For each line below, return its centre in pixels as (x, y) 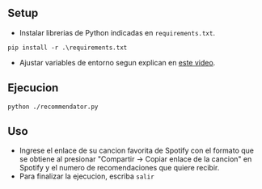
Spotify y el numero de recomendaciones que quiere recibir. (119, 168)
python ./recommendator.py (53, 107)
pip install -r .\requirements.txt (68, 48)
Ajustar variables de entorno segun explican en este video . (117, 62)
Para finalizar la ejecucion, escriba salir (87, 176)
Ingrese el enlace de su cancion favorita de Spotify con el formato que (137, 151)
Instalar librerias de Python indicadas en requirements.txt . (117, 32)
